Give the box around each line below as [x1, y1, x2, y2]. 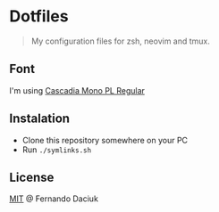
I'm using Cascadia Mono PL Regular [9, 85, 146, 95]
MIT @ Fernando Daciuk [9, 193, 98, 204]
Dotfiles [9, 6, 69, 27]
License [9, 169, 55, 184]
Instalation [9, 111, 70, 126]
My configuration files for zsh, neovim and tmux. [30, 36, 210, 46]
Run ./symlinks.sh [21, 144, 92, 155]
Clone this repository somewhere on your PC [21, 135, 189, 145]
